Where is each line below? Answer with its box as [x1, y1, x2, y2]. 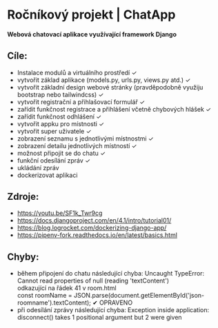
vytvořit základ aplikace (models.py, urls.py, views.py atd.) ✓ [17, 76, 191, 84]
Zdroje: [7, 190, 39, 203]
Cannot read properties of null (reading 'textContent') [17, 276, 170, 285]
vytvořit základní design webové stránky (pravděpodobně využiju [17, 83, 204, 91]
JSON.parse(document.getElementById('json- [73, 291, 205, 300]
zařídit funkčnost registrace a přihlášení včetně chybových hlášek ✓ [17, 105, 212, 113]
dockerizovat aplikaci [17, 171, 78, 179]
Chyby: [7, 251, 39, 263]
